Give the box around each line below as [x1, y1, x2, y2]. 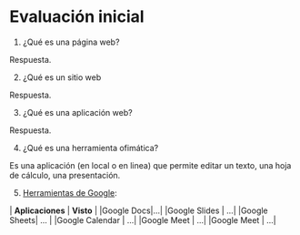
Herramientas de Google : [22, 187, 118, 198]
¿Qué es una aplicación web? [22, 107, 134, 117]
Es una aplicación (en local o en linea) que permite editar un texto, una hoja [9, 159, 292, 170]
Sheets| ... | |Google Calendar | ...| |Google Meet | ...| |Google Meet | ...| [9, 214, 276, 225]
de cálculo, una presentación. [9, 169, 121, 180]
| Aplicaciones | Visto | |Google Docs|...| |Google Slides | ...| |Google [9, 205, 268, 216]
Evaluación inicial [9, 6, 145, 27]
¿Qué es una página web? [22, 36, 120, 47]
